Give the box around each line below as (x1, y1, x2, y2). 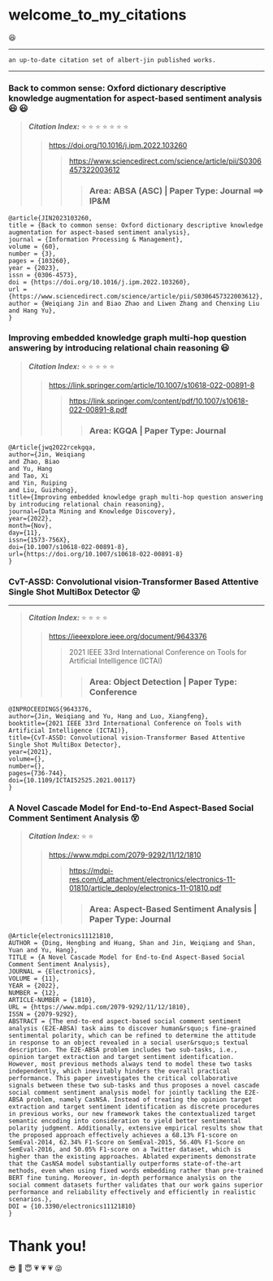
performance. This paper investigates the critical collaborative (8, 1074, 238, 1083)
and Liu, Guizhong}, (8, 486, 79, 495)
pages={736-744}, (8, 769, 67, 778)
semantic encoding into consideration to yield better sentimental (8, 1117, 242, 1126)
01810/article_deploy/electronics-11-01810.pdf (68, 883, 222, 893)
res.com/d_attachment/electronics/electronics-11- (68, 874, 236, 884)
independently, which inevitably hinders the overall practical (8, 1067, 231, 1075)
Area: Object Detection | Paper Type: (89, 677, 237, 688)
